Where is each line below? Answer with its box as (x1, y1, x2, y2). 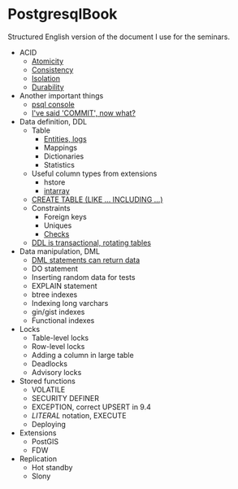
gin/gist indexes (31, 307, 85, 317)
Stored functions (19, 376, 76, 386)
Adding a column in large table (31, 350, 135, 360)
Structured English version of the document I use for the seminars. (7, 32, 231, 41)
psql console (31, 99, 75, 109)
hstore (43, 177, 66, 187)
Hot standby (31, 462, 73, 472)
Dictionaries (43, 151, 84, 161)
